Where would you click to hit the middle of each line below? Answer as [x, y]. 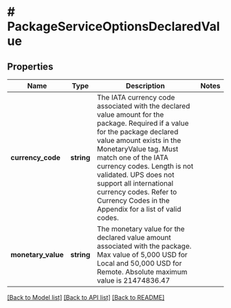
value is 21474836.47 [133, 280]
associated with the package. [144, 246]
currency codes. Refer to [137, 192]
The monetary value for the [141, 229]
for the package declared [137, 132]
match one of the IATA [132, 157]
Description [145, 86]
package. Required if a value [143, 123]
